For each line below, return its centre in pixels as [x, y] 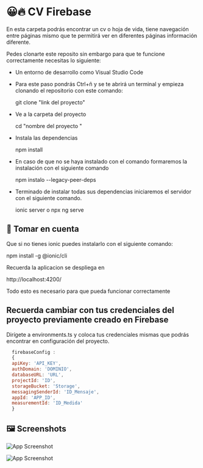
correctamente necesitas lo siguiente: [54, 60]
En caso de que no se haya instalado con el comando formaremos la [101, 161]
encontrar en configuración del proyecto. [58, 341]
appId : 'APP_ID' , [34, 398]
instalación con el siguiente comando [62, 168]
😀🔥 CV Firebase [49, 12]
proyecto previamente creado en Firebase [87, 320]
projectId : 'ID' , [34, 380]
